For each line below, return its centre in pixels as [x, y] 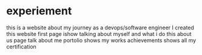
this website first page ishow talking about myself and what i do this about [99, 33]
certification [21, 47]
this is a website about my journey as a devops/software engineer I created [100, 27]
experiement [39, 11]
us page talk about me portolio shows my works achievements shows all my [101, 40]
